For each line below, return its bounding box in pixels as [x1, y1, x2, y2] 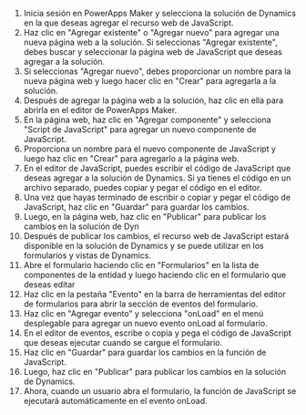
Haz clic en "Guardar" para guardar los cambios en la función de [23, 347, 267, 358]
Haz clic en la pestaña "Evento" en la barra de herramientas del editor [23, 289, 286, 299]
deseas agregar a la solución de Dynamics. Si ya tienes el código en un [23, 172, 291, 183]
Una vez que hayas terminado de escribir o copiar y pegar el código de [23, 192, 291, 202]
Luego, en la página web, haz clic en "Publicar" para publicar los [23, 212, 267, 222]
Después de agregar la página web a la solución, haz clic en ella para [23, 95, 284, 106]
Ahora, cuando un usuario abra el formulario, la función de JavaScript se [23, 386, 297, 396]
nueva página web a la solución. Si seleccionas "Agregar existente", [23, 36, 278, 47]
